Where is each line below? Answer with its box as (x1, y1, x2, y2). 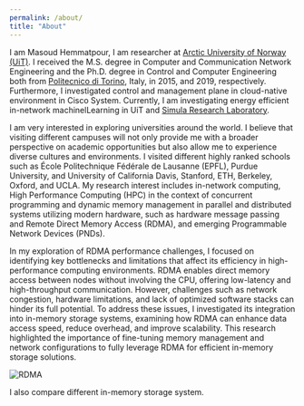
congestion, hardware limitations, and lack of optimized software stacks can (9, 294, 295, 304)
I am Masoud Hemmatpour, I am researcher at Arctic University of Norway (9, 46, 287, 57)
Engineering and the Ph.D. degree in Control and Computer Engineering (9, 65, 277, 77)
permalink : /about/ (9, 13, 83, 23)
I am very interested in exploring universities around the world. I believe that (9, 121, 293, 132)
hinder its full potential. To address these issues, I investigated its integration (9, 303, 296, 314)
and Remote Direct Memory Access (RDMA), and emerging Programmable (9, 218, 288, 229)
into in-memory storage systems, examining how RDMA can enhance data (9, 313, 288, 324)
